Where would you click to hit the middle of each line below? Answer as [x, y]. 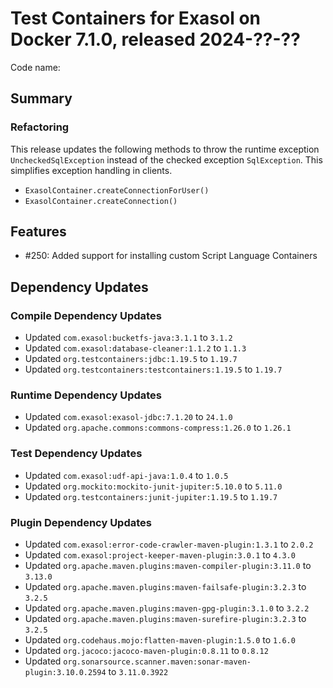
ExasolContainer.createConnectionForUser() [117, 190]
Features [38, 232]
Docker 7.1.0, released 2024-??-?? [155, 39]
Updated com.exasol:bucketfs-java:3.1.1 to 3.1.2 [128, 338]
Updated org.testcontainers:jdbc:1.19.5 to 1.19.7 [131, 359]
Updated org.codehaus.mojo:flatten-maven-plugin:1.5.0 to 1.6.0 [160, 640]
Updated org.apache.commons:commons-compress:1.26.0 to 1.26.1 [158, 428]
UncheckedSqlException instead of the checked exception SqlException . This [166, 159]
